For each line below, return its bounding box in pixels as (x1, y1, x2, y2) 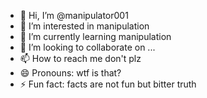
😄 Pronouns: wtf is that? (19, 67, 122, 79)
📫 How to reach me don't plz (19, 53, 142, 64)
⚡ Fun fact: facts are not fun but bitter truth (19, 78, 197, 90)
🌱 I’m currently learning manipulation (19, 31, 172, 42)
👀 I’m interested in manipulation (19, 20, 150, 32)
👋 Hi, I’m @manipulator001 (19, 10, 129, 21)
